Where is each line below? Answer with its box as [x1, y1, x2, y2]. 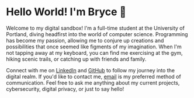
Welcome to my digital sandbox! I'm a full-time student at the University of [6, 24, 185, 32]
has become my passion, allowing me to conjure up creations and [6, 37, 164, 44]
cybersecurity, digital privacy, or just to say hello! [6, 85, 124, 92]
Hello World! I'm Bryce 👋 [6, 5, 127, 19]
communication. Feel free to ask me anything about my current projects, [6, 79, 180, 86]
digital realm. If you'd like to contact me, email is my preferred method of [6, 73, 181, 80]
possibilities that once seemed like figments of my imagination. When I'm [6, 43, 182, 50]
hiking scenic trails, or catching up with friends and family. [6, 55, 147, 62]
